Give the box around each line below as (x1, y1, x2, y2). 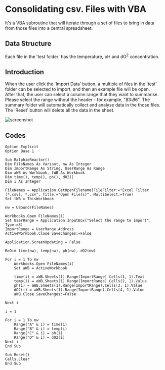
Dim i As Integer (5, 179, 41, 184)
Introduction (5, 68, 44, 76)
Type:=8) (5, 222, 23, 227)
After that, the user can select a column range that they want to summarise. (5, 92, 159, 98)
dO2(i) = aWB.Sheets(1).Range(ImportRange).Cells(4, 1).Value (14, 287, 145, 293)
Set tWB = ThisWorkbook (5, 197, 54, 202)
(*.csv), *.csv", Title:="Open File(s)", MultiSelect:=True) (5, 192, 134, 197)
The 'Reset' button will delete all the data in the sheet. (5, 107, 115, 113)
